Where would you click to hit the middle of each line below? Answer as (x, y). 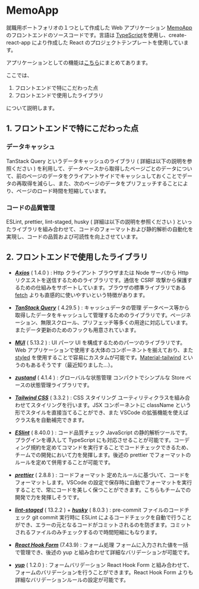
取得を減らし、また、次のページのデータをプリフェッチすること (100, 183)
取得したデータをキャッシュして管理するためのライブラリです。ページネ (103, 315)
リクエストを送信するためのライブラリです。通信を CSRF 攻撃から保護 (101, 280)
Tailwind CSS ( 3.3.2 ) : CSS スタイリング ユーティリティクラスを (94, 397)
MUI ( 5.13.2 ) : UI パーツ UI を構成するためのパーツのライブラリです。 (100, 342)
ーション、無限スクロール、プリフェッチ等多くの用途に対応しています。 (103, 322)
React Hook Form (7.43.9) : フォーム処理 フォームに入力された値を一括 (102, 544)
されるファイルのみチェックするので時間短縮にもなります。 (87, 532)
